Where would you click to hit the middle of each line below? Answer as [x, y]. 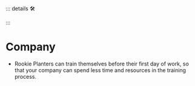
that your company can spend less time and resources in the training [100, 70]
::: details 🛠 [21, 8]
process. [25, 76]
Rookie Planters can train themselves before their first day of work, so [101, 64]
